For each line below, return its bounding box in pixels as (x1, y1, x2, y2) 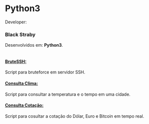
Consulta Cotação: (5, 103, 44, 108)
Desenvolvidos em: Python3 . (5, 42, 63, 48)
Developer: (5, 19, 27, 25)
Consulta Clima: (5, 81, 38, 87)
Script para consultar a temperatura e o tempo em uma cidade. (5, 91, 131, 97)
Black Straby (5, 31, 36, 38)
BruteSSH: (5, 58, 27, 64)
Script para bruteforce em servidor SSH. (5, 69, 86, 75)
